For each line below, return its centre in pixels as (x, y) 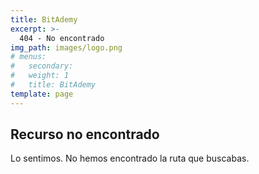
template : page (42, 94)
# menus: (28, 57)
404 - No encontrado (62, 38)
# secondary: (42, 66)
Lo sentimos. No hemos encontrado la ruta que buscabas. (130, 158)
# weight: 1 (40, 76)
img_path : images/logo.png (66, 47)
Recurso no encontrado (85, 134)
